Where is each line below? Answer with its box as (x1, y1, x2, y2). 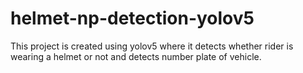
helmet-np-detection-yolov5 (10, 7, 255, 30)
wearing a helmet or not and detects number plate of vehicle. (10, 50, 262, 62)
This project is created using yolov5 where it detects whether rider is (10, 40, 294, 52)
